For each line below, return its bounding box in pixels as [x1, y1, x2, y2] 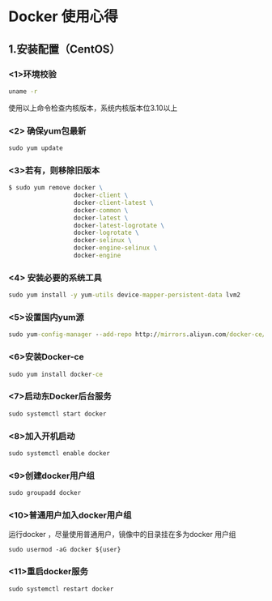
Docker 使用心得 [8, 7, 119, 26]
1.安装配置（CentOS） [8, 42, 121, 56]
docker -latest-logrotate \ [73, 221, 164, 229]
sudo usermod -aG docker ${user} [8, 546, 121, 554]
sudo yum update [8, 144, 63, 152]
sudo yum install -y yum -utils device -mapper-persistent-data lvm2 [8, 291, 241, 300]
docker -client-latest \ [73, 198, 154, 207]
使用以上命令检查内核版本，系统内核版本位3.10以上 [8, 103, 178, 113]
